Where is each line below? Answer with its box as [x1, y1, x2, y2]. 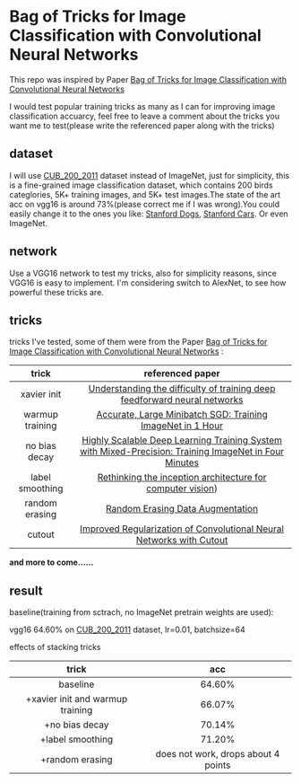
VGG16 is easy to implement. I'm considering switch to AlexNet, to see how [9, 277, 287, 288]
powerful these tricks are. [9, 286, 105, 297]
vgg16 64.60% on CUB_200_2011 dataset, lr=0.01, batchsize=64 [9, 624, 246, 635]
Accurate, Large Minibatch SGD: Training [96, 409, 269, 421]
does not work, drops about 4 [155, 748, 280, 761]
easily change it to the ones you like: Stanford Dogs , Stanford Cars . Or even [9, 208, 288, 219]
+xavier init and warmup [25, 693, 128, 706]
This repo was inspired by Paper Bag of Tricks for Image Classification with [9, 74, 287, 84]
